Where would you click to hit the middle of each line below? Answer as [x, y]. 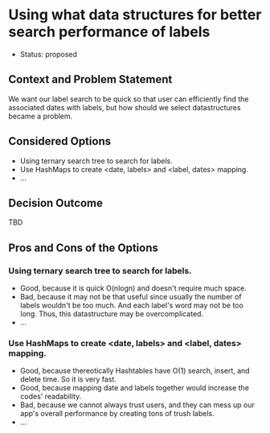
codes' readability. [51, 397]
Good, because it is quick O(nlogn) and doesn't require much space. [133, 288]
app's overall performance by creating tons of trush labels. [117, 414]
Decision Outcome [55, 203]
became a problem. [41, 116]
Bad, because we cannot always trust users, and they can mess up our [137, 405]
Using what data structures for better [135, 15]
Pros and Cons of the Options [83, 247]
